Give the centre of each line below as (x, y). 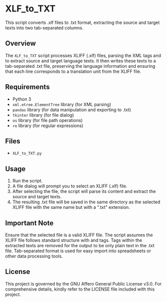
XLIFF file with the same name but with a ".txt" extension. (71, 207)
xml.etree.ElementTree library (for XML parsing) (62, 104)
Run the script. (27, 181)
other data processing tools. (34, 256)
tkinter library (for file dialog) (43, 115)
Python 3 (22, 99)
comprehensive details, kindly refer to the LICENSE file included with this (80, 289)
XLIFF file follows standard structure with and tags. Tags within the (74, 240)
